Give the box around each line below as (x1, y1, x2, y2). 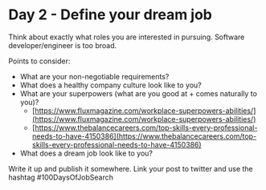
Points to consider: (8, 56, 71, 66)
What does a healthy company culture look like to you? (19, 80, 203, 90)
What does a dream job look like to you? (19, 148, 153, 158)
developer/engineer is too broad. (8, 40, 117, 50)
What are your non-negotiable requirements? (19, 71, 170, 81)
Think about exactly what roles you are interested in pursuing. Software (8, 32, 245, 42)
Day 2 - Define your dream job (8, 6, 213, 24)
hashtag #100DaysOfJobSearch (8, 172, 114, 182)
